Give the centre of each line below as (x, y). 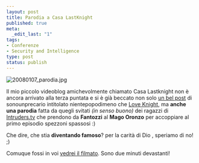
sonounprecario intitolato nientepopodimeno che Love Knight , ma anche (96, 104)
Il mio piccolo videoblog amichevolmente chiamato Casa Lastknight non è (97, 91)
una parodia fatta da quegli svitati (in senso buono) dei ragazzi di (87, 110)
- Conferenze (23, 46)
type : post (20, 57)
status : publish (27, 62)
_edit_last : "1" (32, 34)
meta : (13, 29)
